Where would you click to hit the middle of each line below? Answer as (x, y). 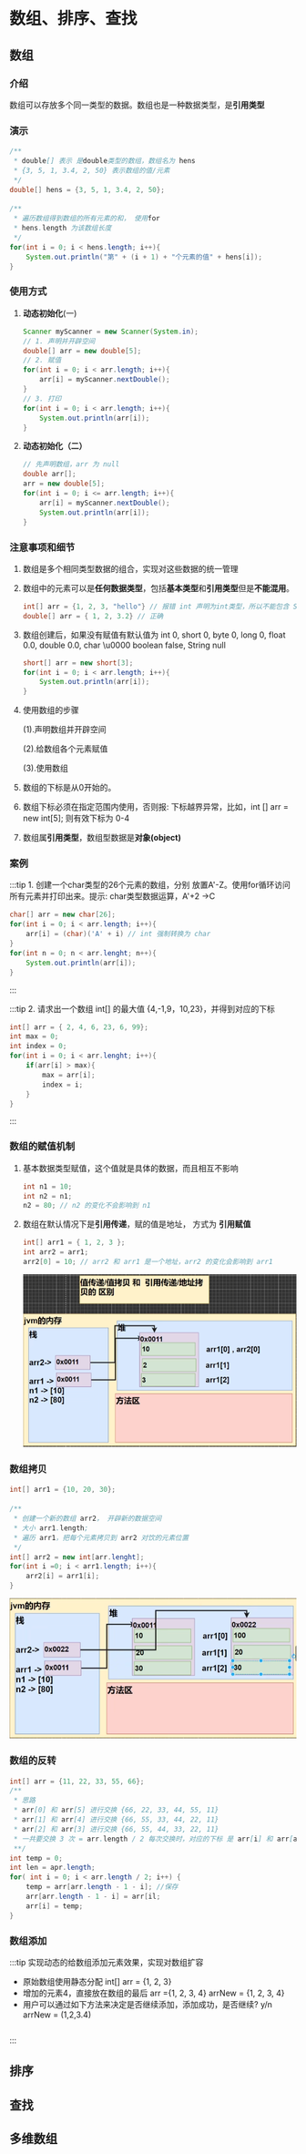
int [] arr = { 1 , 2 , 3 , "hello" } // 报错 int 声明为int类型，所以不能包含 (156, 607)
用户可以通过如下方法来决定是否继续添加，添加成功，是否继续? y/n (148, 2005)
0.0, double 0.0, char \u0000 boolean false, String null (124, 645)
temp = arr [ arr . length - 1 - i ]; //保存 (102, 1887)
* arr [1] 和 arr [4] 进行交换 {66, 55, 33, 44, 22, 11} (116, 1820)
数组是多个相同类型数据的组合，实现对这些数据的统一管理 (130, 568)
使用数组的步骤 (51, 710)
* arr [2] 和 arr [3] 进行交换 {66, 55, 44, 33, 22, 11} (116, 1829)
